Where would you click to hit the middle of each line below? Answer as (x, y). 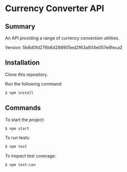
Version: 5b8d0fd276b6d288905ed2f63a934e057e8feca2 (64, 47)
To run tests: (18, 138)
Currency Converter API (55, 9)
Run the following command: (34, 84)
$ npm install (19, 93)
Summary (20, 26)
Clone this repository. (27, 74)
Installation (22, 63)
